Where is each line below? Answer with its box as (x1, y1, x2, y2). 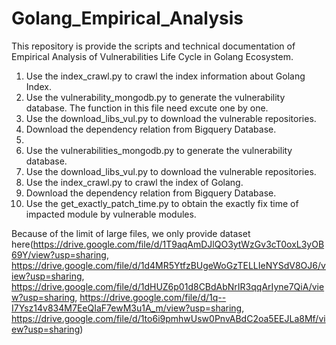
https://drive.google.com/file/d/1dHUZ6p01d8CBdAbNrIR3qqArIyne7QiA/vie (11, 280, 325, 292)
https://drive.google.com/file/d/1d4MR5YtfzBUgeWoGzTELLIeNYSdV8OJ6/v (11, 259, 326, 271)
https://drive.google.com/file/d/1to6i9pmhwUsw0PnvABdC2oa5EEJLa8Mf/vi (11, 312, 326, 324)
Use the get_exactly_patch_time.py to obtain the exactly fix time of (25, 197, 299, 209)
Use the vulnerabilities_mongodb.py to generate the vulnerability (25, 144, 293, 156)
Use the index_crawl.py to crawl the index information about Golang (25, 70, 306, 82)
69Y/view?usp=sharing (11, 248, 107, 261)
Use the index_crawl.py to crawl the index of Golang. (25, 176, 244, 188)
